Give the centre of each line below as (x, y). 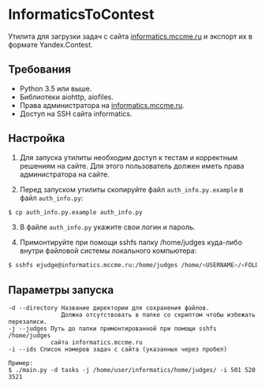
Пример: (21, 363)
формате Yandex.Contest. (50, 44)
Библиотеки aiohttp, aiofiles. (67, 97)
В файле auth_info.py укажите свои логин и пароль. (107, 227)
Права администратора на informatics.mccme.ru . (102, 105)
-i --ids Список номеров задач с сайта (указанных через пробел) (118, 350)
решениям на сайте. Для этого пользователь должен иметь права (132, 166)
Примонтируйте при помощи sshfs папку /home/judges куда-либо (131, 243)
